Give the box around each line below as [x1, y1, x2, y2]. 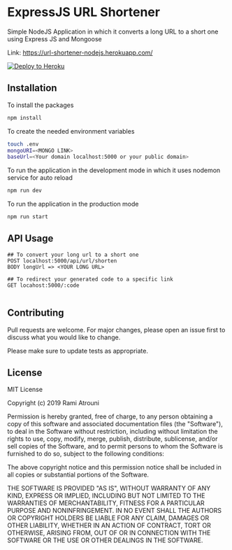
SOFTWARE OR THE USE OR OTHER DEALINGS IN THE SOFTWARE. [7, 536, 203, 544]
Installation [7, 82, 57, 94]
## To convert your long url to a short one [7, 251, 139, 258]
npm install [7, 114, 42, 121]
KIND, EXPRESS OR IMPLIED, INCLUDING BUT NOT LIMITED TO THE [7, 491, 205, 500]
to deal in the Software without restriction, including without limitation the [7, 428, 218, 436]
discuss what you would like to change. [7, 333, 121, 341]
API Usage [7, 232, 54, 245]
